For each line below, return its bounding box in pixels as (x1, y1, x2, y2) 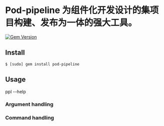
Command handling (5, 114, 54, 121)
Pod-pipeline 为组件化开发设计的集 (5, 4, 150, 16)
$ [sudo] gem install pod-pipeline (5, 61, 80, 66)
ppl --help (5, 88, 26, 94)
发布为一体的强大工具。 (40, 17, 137, 28)
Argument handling (5, 101, 54, 108)
